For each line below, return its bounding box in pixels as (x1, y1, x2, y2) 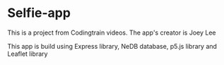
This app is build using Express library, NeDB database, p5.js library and (7, 42, 218, 50)
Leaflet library (7, 49, 48, 58)
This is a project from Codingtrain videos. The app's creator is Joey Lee (7, 28, 216, 37)
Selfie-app (7, 5, 71, 21)
